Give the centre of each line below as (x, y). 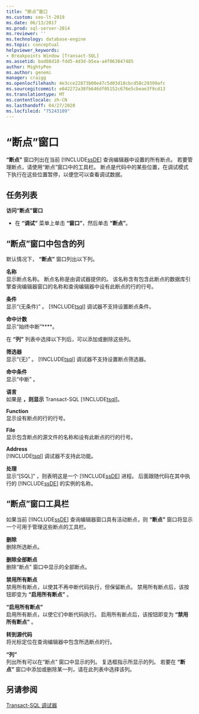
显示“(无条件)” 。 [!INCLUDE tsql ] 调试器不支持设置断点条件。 (80, 306)
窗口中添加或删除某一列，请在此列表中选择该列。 (75, 669)
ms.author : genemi (29, 72)
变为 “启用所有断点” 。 (44, 594)
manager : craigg (26, 78)
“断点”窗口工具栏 (38, 504)
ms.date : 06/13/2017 (32, 23)
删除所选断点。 (24, 547)
